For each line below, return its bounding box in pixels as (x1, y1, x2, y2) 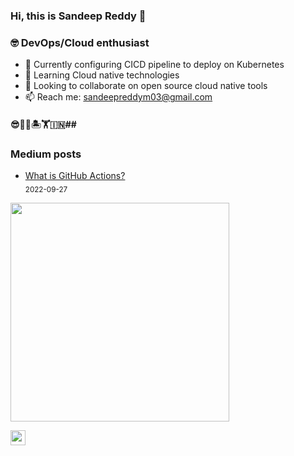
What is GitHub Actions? (24, 170, 126, 182)
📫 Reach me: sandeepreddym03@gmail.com (24, 91, 213, 103)
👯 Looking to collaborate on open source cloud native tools (24, 80, 268, 92)
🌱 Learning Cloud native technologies (24, 69, 180, 81)
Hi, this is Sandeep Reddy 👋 (10, 9, 147, 23)
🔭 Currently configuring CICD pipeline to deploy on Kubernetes (24, 59, 285, 71)
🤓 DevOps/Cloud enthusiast (10, 35, 150, 49)
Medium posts (10, 147, 82, 161)
